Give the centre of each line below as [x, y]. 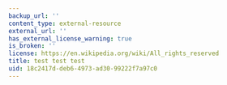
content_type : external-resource [65, 23]
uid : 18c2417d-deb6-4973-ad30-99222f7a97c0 [83, 69]
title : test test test [47, 62]
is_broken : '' [32, 46]
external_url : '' [38, 31]
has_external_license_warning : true [70, 38]
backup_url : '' [34, 16]
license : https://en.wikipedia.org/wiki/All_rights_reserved [114, 53]
